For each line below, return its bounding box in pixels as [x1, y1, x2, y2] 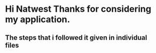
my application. [5, 14, 71, 25]
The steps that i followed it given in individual [5, 33, 147, 42]
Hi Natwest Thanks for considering [5, 3, 152, 15]
